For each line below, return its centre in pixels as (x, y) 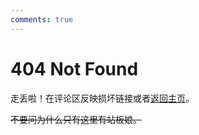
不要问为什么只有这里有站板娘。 (76, 119)
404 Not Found (74, 68)
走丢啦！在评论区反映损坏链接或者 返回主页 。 (102, 98)
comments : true (42, 19)
